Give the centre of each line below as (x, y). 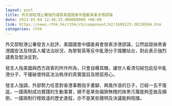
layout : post (19, 10)
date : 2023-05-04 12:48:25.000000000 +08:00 (53, 19)
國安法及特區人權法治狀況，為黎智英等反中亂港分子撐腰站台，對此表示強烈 (88, 51)
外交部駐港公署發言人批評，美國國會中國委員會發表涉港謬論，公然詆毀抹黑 (84, 45)
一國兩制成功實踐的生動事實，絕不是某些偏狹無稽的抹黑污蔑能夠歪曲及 (88, 92)
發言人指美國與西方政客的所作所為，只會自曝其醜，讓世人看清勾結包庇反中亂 (86, 68)
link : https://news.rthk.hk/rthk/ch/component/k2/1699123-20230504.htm (83, 24)
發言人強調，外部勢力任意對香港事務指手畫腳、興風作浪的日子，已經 (77, 86)
